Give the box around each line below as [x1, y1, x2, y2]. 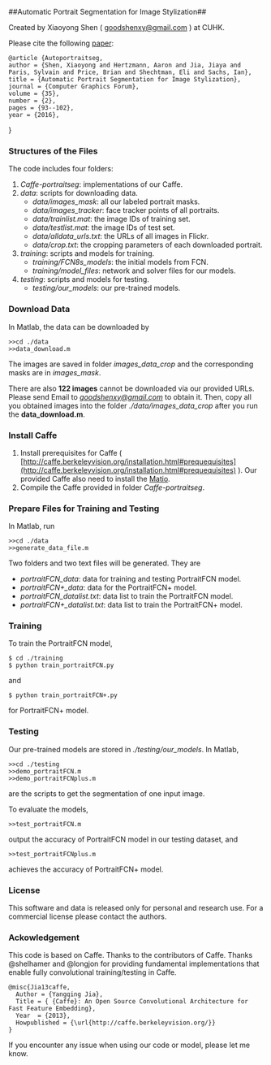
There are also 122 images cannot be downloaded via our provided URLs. [8, 383, 255, 393]
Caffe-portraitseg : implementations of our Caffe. [19, 180, 183, 189]
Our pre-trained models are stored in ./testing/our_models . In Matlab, [8, 744, 239, 754]
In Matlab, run [8, 522, 55, 531]
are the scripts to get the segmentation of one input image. [8, 788, 205, 799]
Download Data [8, 304, 71, 315]
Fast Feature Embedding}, [8, 1005, 96, 1013]
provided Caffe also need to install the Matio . [19, 474, 170, 483]
